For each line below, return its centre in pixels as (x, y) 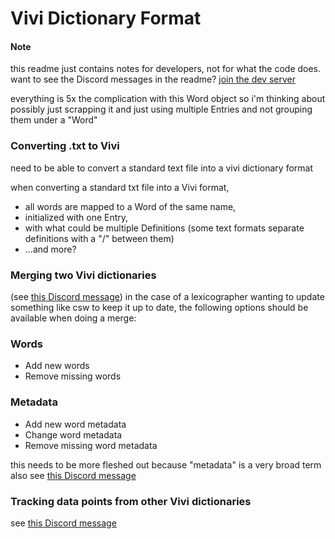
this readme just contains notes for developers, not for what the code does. (166, 69)
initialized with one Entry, (76, 217)
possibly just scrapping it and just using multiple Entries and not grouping (161, 109)
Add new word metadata (75, 424)
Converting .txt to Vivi (65, 146)
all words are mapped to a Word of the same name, (130, 206)
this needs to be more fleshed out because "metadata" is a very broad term (166, 464)
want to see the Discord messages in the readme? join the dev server (153, 79)
